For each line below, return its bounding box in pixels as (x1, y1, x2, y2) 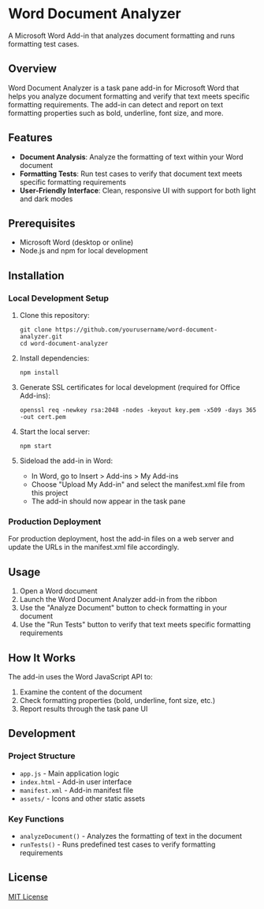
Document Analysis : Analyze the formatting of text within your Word (19, 151, 244, 162)
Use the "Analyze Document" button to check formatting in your (19, 603, 227, 612)
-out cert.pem (19, 413, 66, 421)
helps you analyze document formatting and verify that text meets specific (8, 92, 251, 101)
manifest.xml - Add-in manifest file (19, 785, 134, 795)
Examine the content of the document (19, 687, 143, 697)
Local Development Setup (8, 293, 109, 304)
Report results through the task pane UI (19, 704, 148, 713)
